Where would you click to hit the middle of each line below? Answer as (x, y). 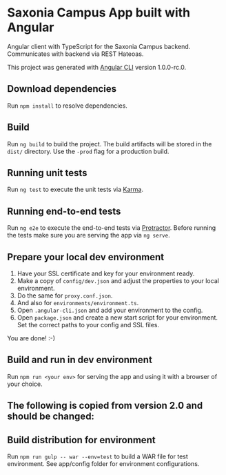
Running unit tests (47, 173)
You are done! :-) (31, 338)
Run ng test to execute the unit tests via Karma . (75, 190)
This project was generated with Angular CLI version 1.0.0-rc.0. (97, 67)
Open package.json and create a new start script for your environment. (117, 318)
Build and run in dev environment (80, 360)
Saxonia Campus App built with (99, 13)
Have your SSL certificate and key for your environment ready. (106, 273)
